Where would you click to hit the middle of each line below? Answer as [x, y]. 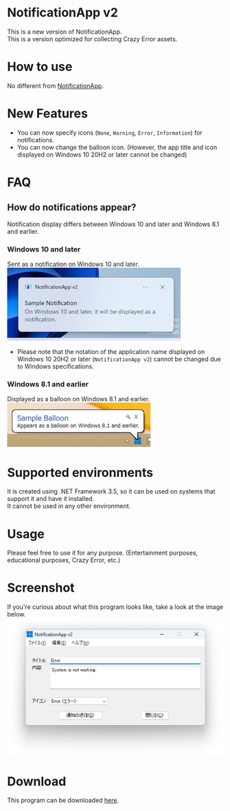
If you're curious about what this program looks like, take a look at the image [115, 607]
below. [16, 614]
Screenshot [41, 588]
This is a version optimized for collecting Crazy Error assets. [92, 38]
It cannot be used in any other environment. [69, 506]
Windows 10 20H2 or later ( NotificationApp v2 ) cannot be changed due [119, 359]
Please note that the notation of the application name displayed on [111, 352]
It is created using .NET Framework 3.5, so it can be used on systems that [111, 491]
